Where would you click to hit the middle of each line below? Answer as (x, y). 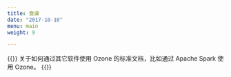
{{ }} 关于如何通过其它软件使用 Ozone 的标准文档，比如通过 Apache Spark (112, 59)
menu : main (23, 26)
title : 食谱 (23, 13)
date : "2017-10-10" (35, 20)
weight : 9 (21, 32)
